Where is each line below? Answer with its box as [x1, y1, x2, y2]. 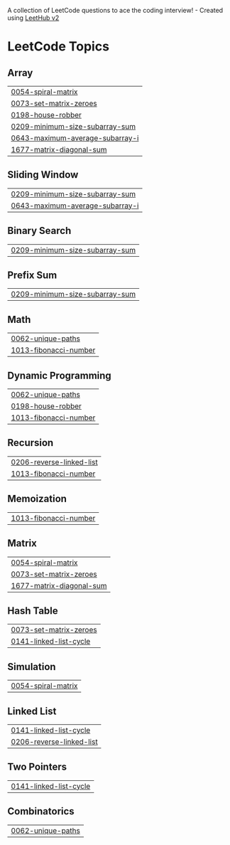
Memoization [7, 493, 67, 505]
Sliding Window [7, 169, 79, 181]
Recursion [7, 437, 54, 449]
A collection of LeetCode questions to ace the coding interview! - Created [7, 6, 224, 14]
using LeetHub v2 [7, 14, 60, 22]
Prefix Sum [7, 270, 57, 282]
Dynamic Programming [7, 369, 111, 381]
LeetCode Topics [7, 38, 110, 55]
